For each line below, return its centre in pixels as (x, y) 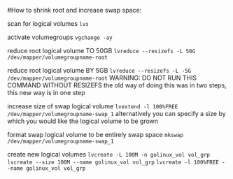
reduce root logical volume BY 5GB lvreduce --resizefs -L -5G (99, 70)
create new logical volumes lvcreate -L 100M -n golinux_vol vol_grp (109, 154)
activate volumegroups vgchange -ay (60, 37)
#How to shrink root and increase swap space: (75, 10)
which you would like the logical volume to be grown (83, 121)
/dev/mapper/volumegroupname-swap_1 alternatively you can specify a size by (116, 114)
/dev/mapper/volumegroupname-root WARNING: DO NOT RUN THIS (102, 78)
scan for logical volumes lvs (48, 23)
